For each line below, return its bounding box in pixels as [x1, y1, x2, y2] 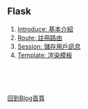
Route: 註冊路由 [17, 33, 63, 42]
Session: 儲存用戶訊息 [17, 42, 81, 51]
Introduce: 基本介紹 [17, 24, 73, 33]
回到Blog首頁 [7, 94, 45, 102]
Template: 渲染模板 [17, 51, 73, 59]
